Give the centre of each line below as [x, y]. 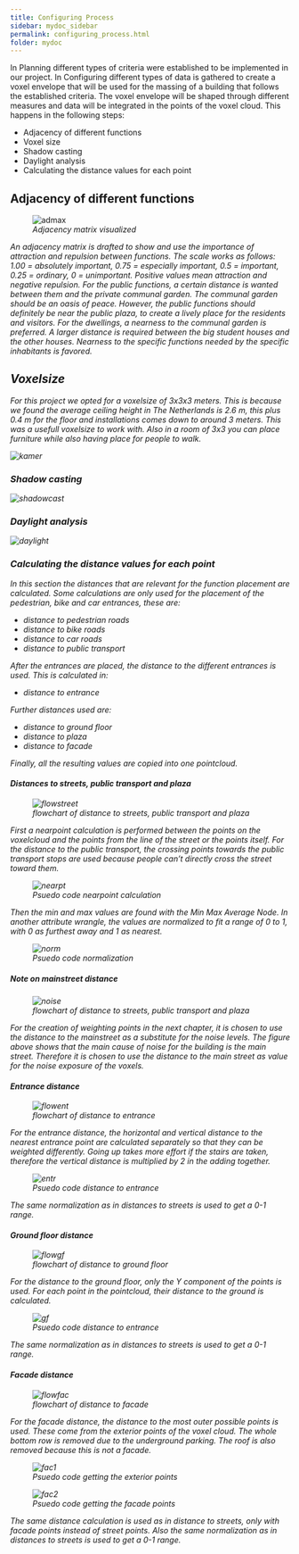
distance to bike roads [64, 629]
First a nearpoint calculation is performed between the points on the [136, 830]
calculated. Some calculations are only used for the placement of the [137, 593]
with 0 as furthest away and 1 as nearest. [86, 931]
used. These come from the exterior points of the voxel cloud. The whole [143, 1431]
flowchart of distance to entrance [94, 1116]
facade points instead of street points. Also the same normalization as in [144, 1530]
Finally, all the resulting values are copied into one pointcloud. [124, 763]
